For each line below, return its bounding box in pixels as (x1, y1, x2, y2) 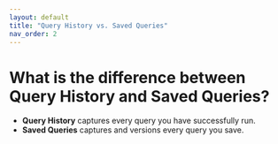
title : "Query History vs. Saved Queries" (9, 21, 168, 30)
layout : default (9, 12, 69, 22)
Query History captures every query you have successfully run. (21, 116, 256, 126)
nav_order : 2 (9, 29, 58, 38)
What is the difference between (9, 67, 246, 87)
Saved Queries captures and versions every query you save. (21, 125, 244, 135)
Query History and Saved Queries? (9, 86, 270, 106)
